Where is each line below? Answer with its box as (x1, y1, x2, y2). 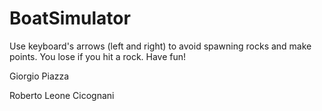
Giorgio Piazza (9, 70, 70, 82)
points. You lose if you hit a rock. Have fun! (9, 50, 187, 62)
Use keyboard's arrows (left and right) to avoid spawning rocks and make (9, 40, 312, 52)
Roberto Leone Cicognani (9, 89, 115, 101)
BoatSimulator (9, 7, 131, 30)
